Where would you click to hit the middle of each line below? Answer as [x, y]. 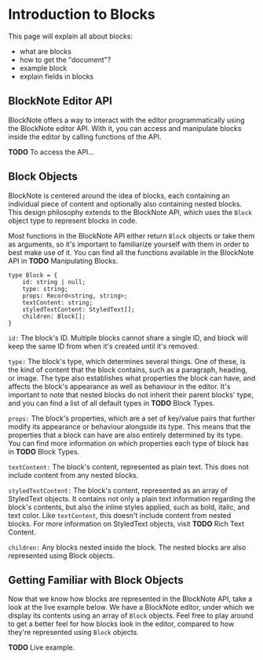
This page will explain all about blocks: [71, 36]
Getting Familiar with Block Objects [96, 580]
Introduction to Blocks [82, 15]
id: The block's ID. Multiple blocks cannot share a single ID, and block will [128, 337]
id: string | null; [54, 282]
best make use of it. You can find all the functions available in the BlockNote [131, 252]
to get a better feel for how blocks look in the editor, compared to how [121, 624]
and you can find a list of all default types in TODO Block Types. [111, 403]
